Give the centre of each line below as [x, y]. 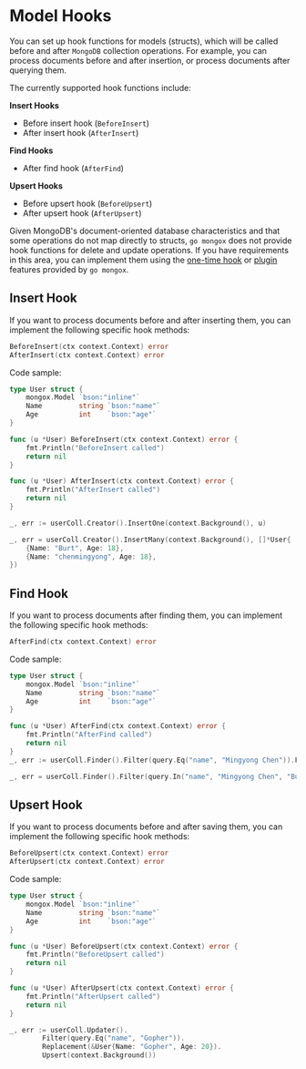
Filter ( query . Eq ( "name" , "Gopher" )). [113, 1038]
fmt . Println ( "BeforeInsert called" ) [96, 447]
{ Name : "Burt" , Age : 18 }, [75, 548]
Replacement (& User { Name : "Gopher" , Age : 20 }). [132, 1047]
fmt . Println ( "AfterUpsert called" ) [93, 996]
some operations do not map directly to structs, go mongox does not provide [151, 240]
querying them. [38, 70]
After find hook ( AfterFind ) [73, 168]
